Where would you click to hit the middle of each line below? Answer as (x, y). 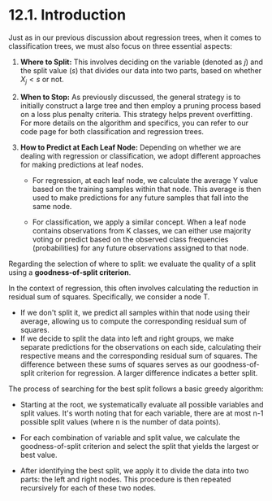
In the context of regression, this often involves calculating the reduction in (134, 288)
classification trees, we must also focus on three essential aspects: (121, 46)
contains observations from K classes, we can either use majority (142, 230)
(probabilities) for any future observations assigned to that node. (140, 248)
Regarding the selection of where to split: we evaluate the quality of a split (132, 264)
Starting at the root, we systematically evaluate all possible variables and (142, 404)
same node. (52, 206)
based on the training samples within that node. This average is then (147, 189)
